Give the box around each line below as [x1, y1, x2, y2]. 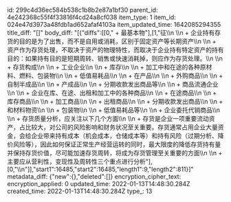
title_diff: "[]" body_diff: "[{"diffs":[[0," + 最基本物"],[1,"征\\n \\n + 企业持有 [7, 29, 215, 36]
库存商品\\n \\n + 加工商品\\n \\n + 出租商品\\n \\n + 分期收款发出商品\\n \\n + [7, 98, 223, 105]
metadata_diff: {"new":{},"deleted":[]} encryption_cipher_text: [7, 172, 181, 181]
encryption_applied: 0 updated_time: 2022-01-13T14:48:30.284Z [7, 180, 190, 188]
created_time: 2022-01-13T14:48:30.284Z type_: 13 [7, 187, 153, 195]
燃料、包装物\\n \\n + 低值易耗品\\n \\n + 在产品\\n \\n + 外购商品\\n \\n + [19, 71, 223, 80]
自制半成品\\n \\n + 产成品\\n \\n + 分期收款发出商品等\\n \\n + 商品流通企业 [7, 80, 219, 88]
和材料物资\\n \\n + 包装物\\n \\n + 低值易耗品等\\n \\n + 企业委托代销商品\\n [7, 106, 220, 114]
